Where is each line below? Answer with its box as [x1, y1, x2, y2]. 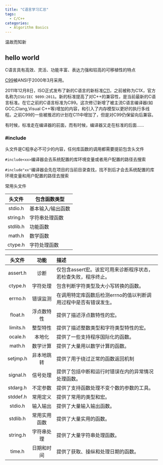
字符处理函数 [29, 242, 59, 249]
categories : [5, 20, 29, 26]
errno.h [9, 295, 26, 302]
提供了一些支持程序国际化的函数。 [56, 333, 134, 340]
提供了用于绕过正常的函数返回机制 [56, 355, 134, 362]
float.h [10, 312, 25, 318]
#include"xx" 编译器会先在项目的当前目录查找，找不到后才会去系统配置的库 [5, 167, 154, 173]
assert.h [8, 270, 27, 277]
